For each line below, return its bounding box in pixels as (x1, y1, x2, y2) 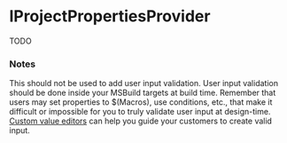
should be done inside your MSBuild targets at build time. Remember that (9, 87, 276, 99)
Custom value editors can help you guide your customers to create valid (9, 115, 273, 126)
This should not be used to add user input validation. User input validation (9, 78, 279, 89)
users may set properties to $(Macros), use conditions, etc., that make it (9, 97, 273, 107)
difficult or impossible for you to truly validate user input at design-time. (9, 107, 271, 117)
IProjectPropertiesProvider (9, 6, 211, 27)
